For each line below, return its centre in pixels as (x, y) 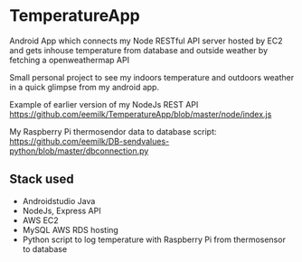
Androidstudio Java (59, 201)
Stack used (42, 179)
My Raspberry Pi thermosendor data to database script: (113, 131)
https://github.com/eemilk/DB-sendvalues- (90, 141)
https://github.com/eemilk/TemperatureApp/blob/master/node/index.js (141, 114)
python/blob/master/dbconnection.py (79, 151)
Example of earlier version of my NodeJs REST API (104, 104)
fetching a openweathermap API (69, 60)
